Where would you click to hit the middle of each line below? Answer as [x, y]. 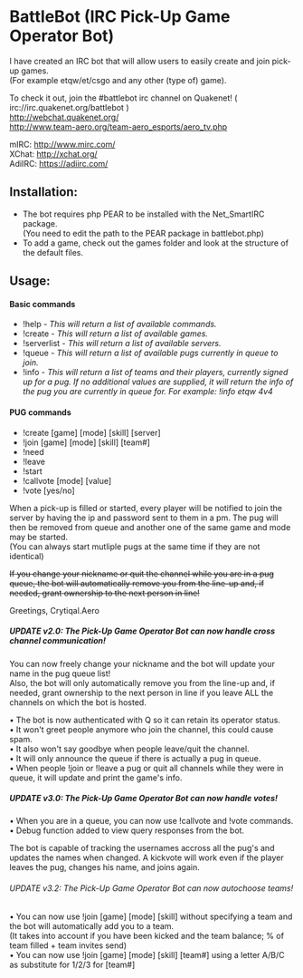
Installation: [44, 192]
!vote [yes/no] [48, 490]
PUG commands [41, 412]
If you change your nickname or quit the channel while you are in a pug [142, 574]
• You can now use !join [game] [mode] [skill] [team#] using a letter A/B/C [147, 954]
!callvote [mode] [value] [67, 480]
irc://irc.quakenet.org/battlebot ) [69, 107]
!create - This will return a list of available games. [115, 334]
